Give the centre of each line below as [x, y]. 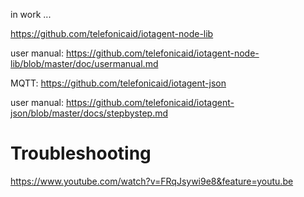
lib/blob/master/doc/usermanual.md [84, 63]
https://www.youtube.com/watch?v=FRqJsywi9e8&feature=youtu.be [152, 181]
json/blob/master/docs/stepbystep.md [89, 113]
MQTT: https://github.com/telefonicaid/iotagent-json [118, 83]
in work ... [31, 14]
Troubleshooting [81, 153]
